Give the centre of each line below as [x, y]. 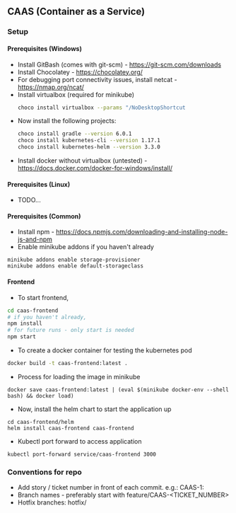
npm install [25, 324]
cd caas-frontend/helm [41, 422]
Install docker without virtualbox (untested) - [82, 161]
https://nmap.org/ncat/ [51, 87]
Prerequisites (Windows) [45, 48]
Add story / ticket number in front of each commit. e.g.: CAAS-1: [111, 488]
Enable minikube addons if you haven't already [85, 247]
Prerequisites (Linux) [39, 184]
